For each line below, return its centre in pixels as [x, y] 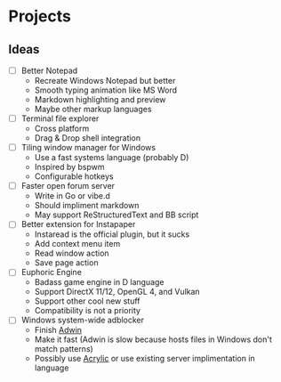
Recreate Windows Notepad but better [105, 81]
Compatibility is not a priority [88, 311]
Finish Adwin [58, 330]
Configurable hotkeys [74, 176]
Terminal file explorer [60, 118]
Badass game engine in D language [99, 282]
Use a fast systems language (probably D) [112, 158]
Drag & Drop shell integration [88, 138]
